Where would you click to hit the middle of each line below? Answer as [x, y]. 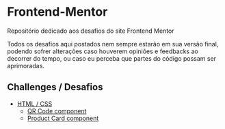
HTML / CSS [35, 104]
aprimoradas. [26, 66]
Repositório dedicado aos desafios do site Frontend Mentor [91, 31]
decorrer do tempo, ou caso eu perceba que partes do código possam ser [112, 58]
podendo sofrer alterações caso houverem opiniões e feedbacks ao [103, 51]
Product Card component [63, 118]
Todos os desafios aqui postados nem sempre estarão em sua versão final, [113, 44]
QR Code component [57, 111]
